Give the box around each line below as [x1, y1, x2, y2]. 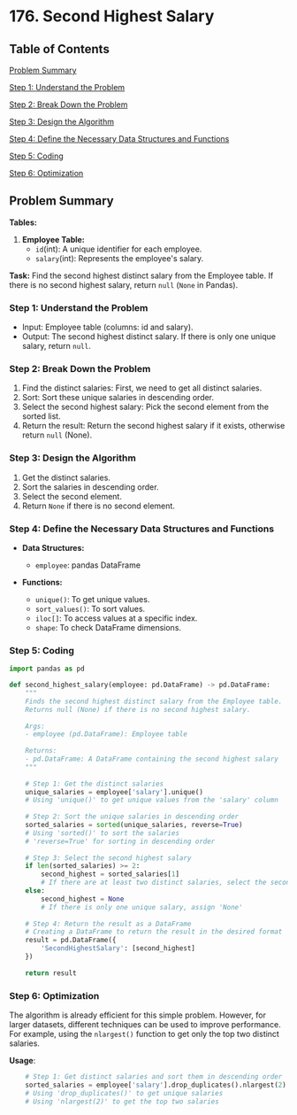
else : [25, 887, 46, 895]
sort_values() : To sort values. [34, 604, 146, 614]
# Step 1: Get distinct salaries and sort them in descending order [25, 1072, 283, 1081]
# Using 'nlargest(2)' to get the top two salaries [25, 1096, 219, 1106]
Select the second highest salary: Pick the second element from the [21, 401, 270, 413]
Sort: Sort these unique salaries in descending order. [21, 392, 215, 403]
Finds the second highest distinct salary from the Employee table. [25, 697, 283, 706]
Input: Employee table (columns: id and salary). [21, 321, 194, 333]
